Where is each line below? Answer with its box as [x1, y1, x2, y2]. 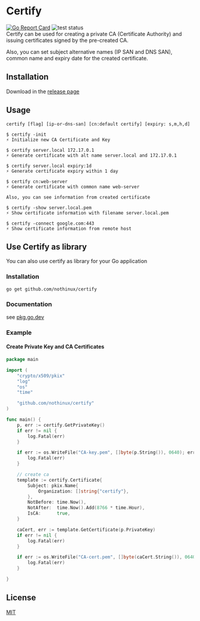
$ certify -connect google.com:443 [6, 220, 95, 227]
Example [6, 328, 32, 336]
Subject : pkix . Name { [27, 482, 79, 488]
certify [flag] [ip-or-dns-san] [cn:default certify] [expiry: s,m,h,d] [6, 121, 190, 127]
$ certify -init [6, 131, 46, 137]
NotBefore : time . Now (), [27, 499, 86, 506]
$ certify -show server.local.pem [6, 204, 92, 210]
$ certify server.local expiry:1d [6, 163, 92, 169]
